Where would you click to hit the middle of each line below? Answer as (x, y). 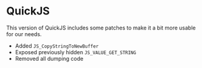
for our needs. (24, 34)
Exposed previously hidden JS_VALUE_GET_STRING (76, 52)
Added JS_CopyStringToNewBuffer (57, 46)
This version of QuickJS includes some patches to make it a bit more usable (101, 28)
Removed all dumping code (49, 58)
